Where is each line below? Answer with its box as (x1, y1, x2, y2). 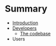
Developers (12, 25, 37, 31)
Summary (5, 3, 47, 15)
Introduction (12, 20, 39, 26)
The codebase (20, 30, 51, 36)
